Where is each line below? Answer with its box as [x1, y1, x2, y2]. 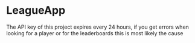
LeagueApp [6, 4, 66, 17]
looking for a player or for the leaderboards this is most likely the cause [6, 29, 184, 36]
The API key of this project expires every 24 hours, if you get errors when [6, 23, 189, 30]
